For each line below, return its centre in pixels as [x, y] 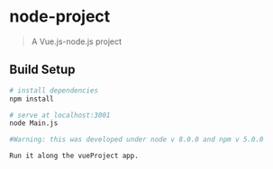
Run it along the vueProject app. [74, 156]
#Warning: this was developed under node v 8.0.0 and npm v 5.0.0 [136, 140]
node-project [60, 17]
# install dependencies [54, 90]
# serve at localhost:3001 [60, 115]
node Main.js [34, 123]
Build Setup [42, 70]
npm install [32, 99]
